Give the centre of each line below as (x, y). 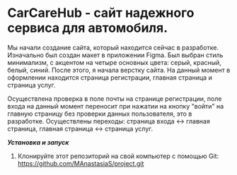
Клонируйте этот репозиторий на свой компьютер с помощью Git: (118, 156)
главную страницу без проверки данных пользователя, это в (100, 114)
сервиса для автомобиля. (88, 28)
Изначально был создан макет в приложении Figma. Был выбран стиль (115, 55)
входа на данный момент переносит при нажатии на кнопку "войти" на (116, 106)
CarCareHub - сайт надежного (101, 13)
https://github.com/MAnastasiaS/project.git (81, 163)
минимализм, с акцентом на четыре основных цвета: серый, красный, (114, 62)
